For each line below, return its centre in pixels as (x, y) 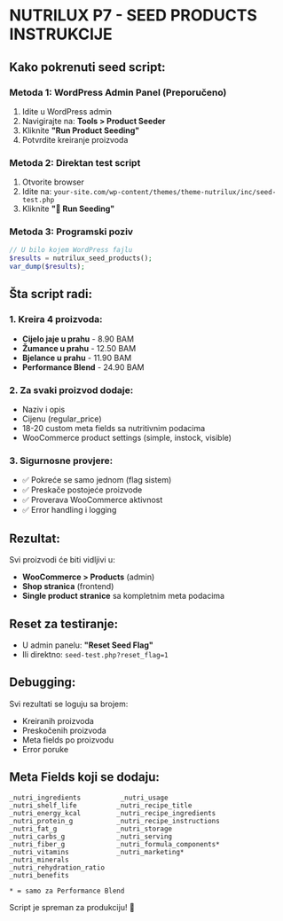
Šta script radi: (51, 294)
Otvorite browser (53, 182)
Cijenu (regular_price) (62, 419)
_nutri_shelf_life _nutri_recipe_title (101, 805)
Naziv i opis (43, 410)
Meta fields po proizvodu (67, 740)
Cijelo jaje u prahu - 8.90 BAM (78, 339)
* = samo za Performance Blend (67, 891)
